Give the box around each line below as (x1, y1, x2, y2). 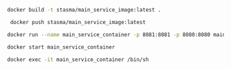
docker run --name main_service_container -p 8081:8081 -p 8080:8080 (7, 31, 211, 38)
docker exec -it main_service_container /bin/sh (7, 56, 149, 63)
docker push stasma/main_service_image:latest (10, 19, 146, 25)
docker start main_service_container (7, 43, 115, 51)
